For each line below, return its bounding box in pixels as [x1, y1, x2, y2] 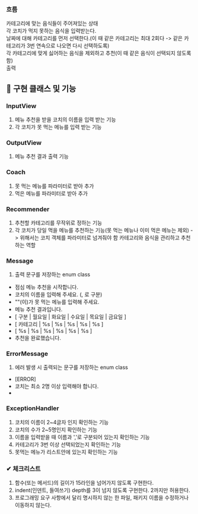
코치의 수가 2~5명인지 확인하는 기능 [14, 426, 98, 433]
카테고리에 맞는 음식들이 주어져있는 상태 [6, 20, 98, 27]
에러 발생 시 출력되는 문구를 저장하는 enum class [14, 364, 129, 371]
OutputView [6, 138, 42, 147]
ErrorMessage [6, 349, 49, 358]
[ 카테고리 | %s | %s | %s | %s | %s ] [14, 321, 104, 328]
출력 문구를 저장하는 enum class [14, 271, 91, 278]
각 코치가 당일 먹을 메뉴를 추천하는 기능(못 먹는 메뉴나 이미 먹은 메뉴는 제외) [14, 226, 190, 234]
